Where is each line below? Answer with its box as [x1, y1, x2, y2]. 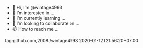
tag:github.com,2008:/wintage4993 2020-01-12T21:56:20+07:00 [5, 38, 138, 43]
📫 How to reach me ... [12, 26, 59, 32]
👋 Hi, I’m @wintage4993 [12, 5, 62, 10]
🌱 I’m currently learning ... [12, 15, 66, 21]
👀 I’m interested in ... [12, 10, 55, 16]
